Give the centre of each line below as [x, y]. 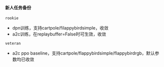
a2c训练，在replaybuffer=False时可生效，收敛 [59, 34]
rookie [12, 18]
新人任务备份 [18, 7]
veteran [13, 44]
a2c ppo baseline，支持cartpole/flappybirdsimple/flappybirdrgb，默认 [83, 53]
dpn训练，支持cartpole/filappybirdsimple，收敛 [60, 28]
